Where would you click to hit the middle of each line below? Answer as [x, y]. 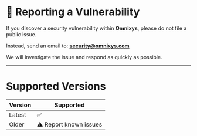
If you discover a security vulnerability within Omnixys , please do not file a [96, 28]
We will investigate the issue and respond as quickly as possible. [84, 57]
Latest [18, 115]
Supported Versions [56, 86]
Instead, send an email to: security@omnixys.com [68, 46]
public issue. [21, 34]
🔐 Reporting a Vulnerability [73, 12]
